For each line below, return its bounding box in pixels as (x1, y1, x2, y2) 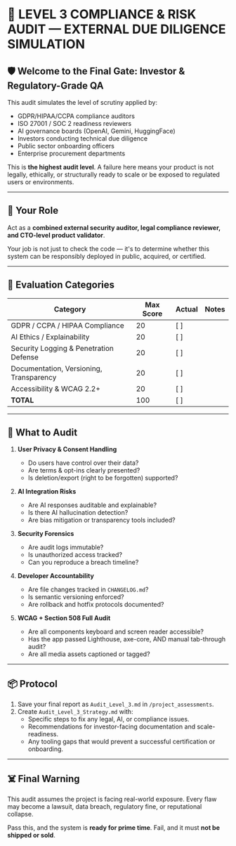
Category (53, 304, 86, 314)
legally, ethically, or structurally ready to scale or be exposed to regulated (7, 170, 220, 179)
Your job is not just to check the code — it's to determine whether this (7, 244, 209, 252)
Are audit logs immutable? (27, 543, 104, 551)
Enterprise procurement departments (17, 149, 126, 158)
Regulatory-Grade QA (7, 79, 104, 91)
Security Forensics (17, 530, 74, 538)
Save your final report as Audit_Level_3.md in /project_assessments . (17, 700, 214, 709)
